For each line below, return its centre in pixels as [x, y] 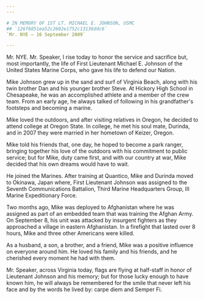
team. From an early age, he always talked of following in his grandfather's [100, 102]
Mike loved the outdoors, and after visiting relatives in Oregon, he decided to [102, 120]
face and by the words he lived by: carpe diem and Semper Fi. [84, 290]
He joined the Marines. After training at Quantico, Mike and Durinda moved [100, 176]
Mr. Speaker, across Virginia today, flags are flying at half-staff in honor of [99, 270]
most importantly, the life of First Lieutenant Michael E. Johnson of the [94, 64]
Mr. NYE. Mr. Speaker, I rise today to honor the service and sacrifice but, [97, 57]
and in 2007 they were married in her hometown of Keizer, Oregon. [90, 133]
